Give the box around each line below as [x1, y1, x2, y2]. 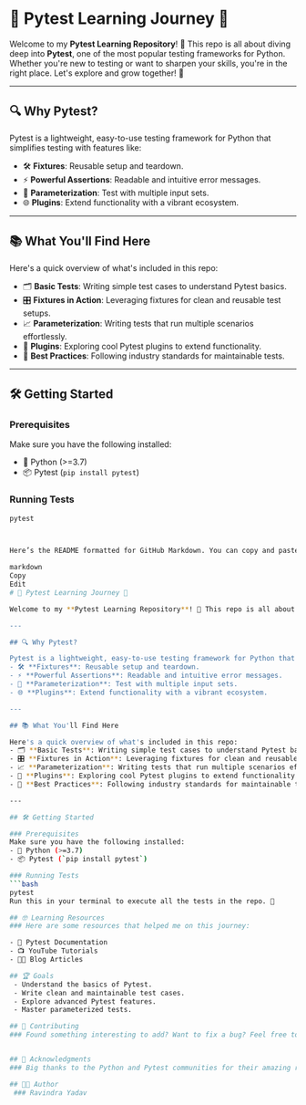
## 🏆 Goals [9, 971, 55, 980]
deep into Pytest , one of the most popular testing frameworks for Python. [9, 47, 286, 58]
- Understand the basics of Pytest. [13, 980, 153, 989]
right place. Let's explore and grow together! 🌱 [9, 68, 185, 78]
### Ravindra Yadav [13, 1088, 88, 1098]
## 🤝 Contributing [9, 1022, 79, 1031]
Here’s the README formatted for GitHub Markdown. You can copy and [9, 547, 275, 556]
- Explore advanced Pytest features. [13, 996, 157, 1006]
